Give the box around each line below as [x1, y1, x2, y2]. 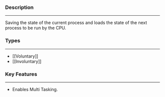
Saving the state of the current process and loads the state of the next [5, 20, 147, 26]
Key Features [5, 70, 38, 77]
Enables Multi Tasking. [12, 86, 58, 92]
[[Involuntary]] [12, 58, 42, 64]
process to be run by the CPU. [5, 25, 66, 31]
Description [5, 4, 34, 11]
